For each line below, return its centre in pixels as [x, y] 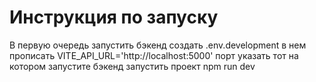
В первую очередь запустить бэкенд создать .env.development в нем [158, 45]
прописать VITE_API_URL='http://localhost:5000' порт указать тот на [154, 55]
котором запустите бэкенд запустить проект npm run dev [132, 66]
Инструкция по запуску [114, 17]
